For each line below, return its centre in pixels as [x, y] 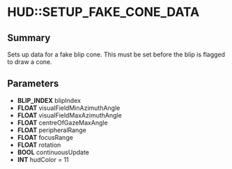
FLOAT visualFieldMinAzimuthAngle [69, 108]
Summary [29, 38]
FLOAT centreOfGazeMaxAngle [62, 122]
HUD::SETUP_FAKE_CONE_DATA [103, 12]
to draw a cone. [30, 62]
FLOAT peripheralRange [52, 130]
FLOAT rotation [39, 145]
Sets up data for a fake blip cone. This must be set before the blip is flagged [116, 54]
